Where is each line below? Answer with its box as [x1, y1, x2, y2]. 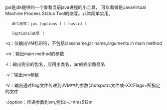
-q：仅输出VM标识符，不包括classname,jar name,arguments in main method [5, 40, 162, 46]
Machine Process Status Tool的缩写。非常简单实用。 [5, 10, 113, 16]
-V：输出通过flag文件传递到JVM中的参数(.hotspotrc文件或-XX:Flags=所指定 [5, 82, 161, 88]
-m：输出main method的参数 [5, 51, 64, 56]
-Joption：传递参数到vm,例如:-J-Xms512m [5, 99, 93, 105]
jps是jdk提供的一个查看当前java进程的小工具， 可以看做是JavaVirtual [5, 4, 146, 10]
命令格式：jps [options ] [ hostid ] [11, 21, 86, 26]
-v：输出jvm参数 [5, 72, 39, 78]
